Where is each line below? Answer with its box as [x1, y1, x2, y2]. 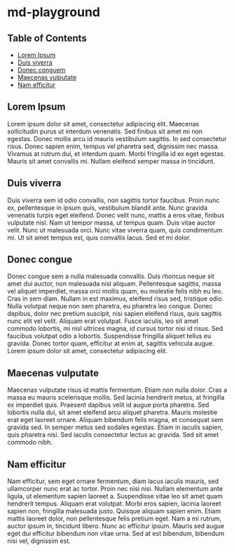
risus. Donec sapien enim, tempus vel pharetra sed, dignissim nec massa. [7, 142, 219, 150]
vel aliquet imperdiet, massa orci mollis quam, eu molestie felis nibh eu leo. [7, 287, 223, 296]
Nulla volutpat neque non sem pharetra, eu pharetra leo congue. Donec [7, 302, 213, 310]
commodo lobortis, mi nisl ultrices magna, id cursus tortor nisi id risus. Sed [7, 324, 223, 333]
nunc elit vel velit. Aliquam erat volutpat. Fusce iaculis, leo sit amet [7, 317, 199, 325]
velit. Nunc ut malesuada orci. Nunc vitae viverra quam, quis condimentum [7, 225, 223, 234]
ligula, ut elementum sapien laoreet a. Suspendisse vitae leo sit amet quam [7, 492, 223, 501]
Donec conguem [17, 66, 66, 74]
